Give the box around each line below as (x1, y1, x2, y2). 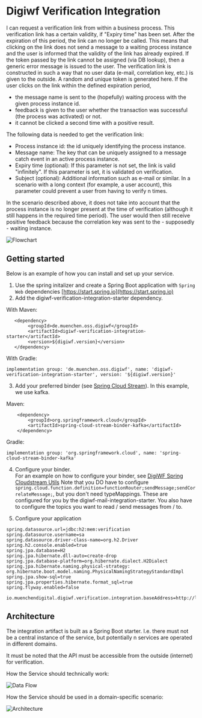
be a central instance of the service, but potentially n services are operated (6, 634, 192, 641)
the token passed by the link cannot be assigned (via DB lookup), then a (6, 56, 185, 63)
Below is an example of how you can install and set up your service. (6, 269, 174, 277)
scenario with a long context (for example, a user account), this (14, 181, 173, 188)
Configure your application (14, 514, 82, 522)
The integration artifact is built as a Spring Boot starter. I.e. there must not (6, 627, 189, 634)
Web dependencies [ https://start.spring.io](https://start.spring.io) (14, 288, 174, 295)
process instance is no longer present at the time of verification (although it (6, 205, 194, 212)
